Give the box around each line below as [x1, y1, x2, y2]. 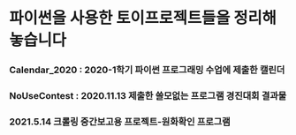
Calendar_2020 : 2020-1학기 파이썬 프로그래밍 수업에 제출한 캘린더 [9, 64, 285, 76]
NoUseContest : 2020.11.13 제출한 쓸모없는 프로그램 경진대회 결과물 [9, 90, 287, 102]
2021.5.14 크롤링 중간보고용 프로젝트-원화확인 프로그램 [9, 116, 231, 128]
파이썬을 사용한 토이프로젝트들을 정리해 [9, 8, 277, 28]
